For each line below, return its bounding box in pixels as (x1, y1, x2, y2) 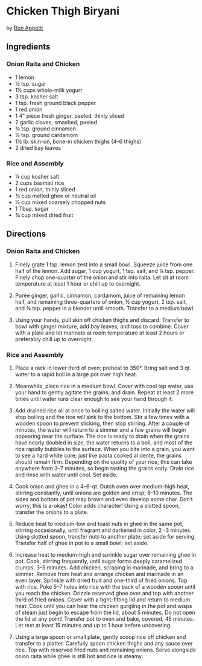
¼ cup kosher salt (14, 173, 59, 180)
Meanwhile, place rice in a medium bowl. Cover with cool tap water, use (14, 382, 194, 389)
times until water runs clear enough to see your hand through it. (14, 395, 174, 402)
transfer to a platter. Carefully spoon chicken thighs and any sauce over (14, 639, 193, 647)
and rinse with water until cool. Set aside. (14, 471, 118, 478)
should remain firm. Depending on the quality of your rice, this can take (14, 458, 192, 466)
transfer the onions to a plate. (14, 508, 89, 516)
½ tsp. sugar (14, 80, 46, 87)
